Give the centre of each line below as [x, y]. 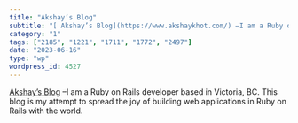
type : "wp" [29, 58]
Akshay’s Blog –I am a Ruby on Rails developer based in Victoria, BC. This [143, 92]
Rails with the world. [46, 111]
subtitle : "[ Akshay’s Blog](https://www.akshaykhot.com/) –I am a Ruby [146, 26]
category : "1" [35, 34]
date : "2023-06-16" [45, 50]
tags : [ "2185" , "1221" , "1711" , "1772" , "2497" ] [101, 42]
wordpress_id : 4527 [45, 67]
